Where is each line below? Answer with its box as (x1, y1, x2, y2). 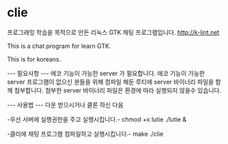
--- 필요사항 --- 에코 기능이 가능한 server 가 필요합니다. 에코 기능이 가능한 (7, 69, 205, 77)
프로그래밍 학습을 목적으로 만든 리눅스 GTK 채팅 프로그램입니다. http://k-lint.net (7, 28, 220, 36)
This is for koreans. (7, 55, 61, 63)
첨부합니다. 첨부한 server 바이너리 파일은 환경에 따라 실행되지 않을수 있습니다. (14, 86, 222, 94)
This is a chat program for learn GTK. (7, 42, 111, 50)
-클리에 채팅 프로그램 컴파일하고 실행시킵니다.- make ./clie (7, 130, 164, 138)
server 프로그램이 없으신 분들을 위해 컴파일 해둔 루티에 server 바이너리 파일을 (7, 77, 214, 86)
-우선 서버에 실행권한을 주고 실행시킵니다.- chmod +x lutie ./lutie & (7, 115, 186, 124)
